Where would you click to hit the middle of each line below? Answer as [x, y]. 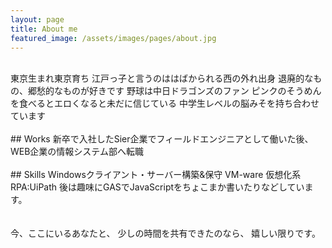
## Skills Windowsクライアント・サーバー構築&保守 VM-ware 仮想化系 [156, 175]
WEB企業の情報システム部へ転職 [77, 152]
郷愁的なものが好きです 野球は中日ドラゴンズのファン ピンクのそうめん [174, 91]
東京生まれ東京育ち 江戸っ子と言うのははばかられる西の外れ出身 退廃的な [162, 78]
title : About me [44, 29]
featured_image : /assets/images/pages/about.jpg [113, 38]
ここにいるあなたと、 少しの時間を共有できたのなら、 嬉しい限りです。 [174, 233]
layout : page [37, 19]
